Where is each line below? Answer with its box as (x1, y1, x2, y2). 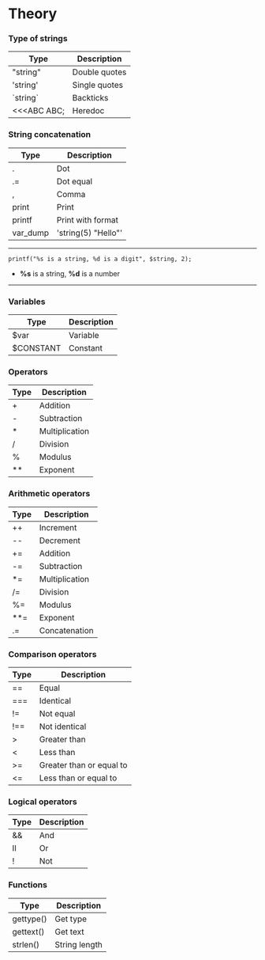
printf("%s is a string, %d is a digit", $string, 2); (8, 255, 192, 263)
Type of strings (8, 33, 69, 44)
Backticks (72, 93, 109, 104)
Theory (8, 5, 58, 23)
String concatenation (8, 129, 91, 140)
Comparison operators (8, 648, 97, 659)
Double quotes (72, 66, 127, 78)
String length (54, 939, 103, 950)
